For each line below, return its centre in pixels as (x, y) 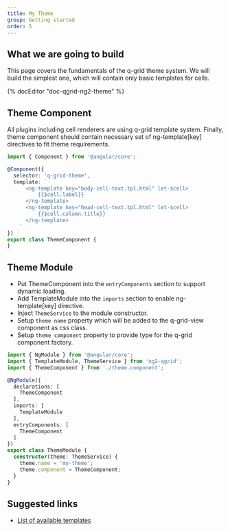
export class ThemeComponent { (52, 239)
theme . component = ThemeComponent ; (70, 469)
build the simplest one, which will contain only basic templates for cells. (108, 78)
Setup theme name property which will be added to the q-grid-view (110, 321)
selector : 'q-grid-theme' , (52, 175)
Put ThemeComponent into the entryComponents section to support (111, 284)
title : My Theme (30, 13)
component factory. (45, 343)
